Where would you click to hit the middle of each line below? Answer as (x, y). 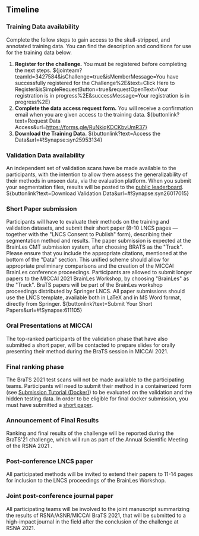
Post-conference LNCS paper (50, 462)
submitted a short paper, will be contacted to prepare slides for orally (91, 345)
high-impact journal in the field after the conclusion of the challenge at (92, 521)
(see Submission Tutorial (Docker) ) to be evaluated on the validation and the (99, 392)
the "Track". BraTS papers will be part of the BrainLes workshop (85, 285)
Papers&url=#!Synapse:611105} (44, 310)
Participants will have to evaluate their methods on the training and (88, 222)
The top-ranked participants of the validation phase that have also (87, 338)
